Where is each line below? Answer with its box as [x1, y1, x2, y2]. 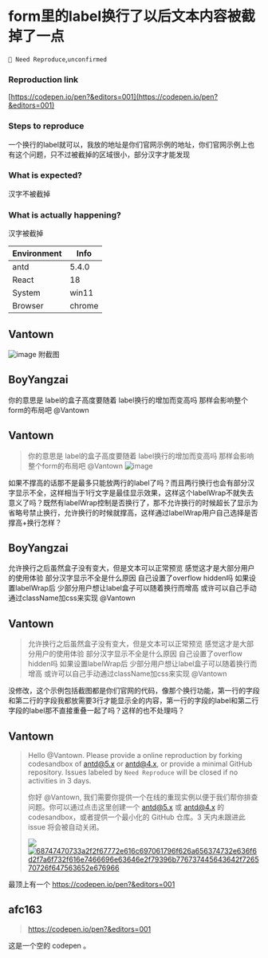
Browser [12, 300, 44, 312]
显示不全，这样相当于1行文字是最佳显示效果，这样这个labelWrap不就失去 [14, 488, 254, 497]
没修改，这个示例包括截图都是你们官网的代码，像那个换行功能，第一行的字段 [8, 686, 260, 696]
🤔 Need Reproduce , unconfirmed [8, 53, 108, 64]
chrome [69, 300, 99, 312]
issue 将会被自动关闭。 [27, 823, 104, 831]
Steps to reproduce [8, 120, 85, 132]
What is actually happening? [8, 209, 121, 220]
